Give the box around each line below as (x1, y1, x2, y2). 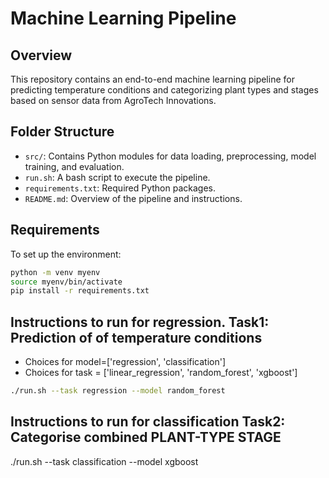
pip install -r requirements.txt (10, 286, 150, 296)
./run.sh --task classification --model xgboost (10, 455, 199, 467)
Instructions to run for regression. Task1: (10, 313, 270, 331)
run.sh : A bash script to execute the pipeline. (24, 171, 211, 183)
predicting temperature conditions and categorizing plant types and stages (10, 84, 319, 96)
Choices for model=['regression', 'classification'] (24, 356, 227, 368)
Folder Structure (10, 123, 115, 141)
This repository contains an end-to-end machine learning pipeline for (10, 73, 295, 85)
